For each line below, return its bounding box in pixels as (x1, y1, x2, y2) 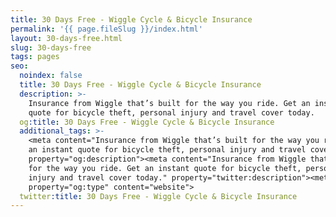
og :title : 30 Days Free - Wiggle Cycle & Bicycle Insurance (19, 117, 275, 127)
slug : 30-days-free (10, 42, 92, 53)
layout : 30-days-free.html (10, 33, 123, 43)
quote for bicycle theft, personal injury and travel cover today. (28, 107, 315, 118)
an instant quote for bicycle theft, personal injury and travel (28, 145, 307, 155)
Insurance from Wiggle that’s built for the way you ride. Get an (28, 98, 311, 108)
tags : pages (10, 52, 60, 62)
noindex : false (19, 71, 83, 81)
